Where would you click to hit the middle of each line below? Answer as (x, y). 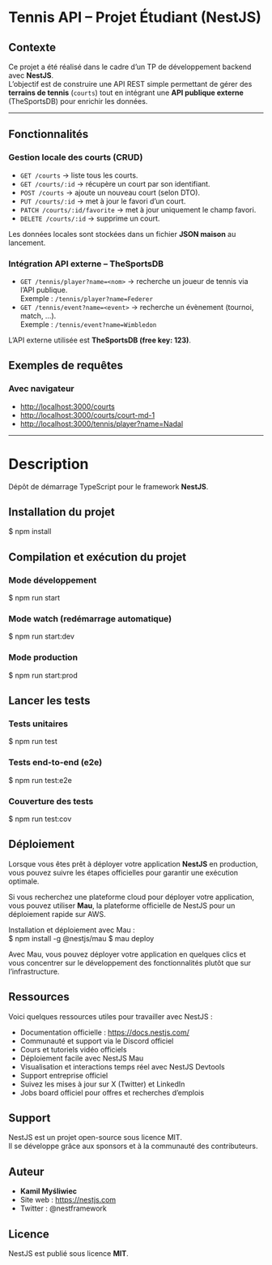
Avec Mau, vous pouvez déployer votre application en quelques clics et (127, 954)
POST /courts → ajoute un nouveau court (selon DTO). (110, 192)
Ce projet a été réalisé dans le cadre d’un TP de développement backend (130, 67)
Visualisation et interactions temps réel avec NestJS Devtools (122, 1066)
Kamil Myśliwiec (48, 1191)
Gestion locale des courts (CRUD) (76, 157)
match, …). (38, 316)
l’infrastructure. (34, 971)
